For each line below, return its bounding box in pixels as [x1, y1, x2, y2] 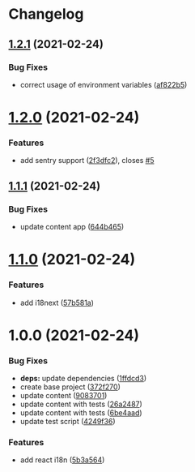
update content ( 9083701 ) [19, 391, 108, 401]
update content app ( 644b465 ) [19, 222, 125, 232]
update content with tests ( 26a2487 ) [19, 399, 143, 410]
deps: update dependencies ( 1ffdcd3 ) [19, 374, 147, 384]
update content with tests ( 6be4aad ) [19, 408, 143, 418]
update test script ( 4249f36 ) [19, 417, 116, 427]
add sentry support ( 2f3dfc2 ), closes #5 [19, 156, 155, 165]
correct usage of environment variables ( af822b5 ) [19, 79, 188, 89]
